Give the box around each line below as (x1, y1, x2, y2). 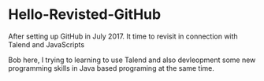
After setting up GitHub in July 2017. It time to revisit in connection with (8, 31, 238, 41)
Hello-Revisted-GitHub (8, 6, 162, 24)
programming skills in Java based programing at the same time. (8, 63, 215, 72)
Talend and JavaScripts (8, 39, 85, 49)
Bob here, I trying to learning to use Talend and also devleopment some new (8, 55, 256, 64)
